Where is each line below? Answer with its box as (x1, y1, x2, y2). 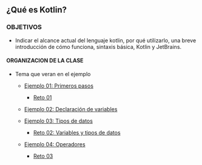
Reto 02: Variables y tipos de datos (33, 129, 121, 136)
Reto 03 (33, 152, 53, 160)
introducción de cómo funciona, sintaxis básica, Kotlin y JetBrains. (15, 43, 182, 50)
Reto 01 (33, 94, 52, 101)
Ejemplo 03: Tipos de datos (24, 117, 93, 125)
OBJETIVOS (6, 23, 42, 31)
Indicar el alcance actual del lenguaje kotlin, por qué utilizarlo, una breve (15, 36, 197, 44)
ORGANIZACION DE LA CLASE (6, 57, 84, 64)
